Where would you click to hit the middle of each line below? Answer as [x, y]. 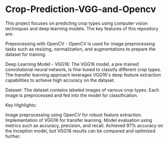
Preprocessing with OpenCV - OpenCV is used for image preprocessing [80, 43]
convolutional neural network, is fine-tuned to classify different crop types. [83, 69]
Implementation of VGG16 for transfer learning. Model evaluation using [79, 120]
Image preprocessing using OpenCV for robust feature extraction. [74, 115]
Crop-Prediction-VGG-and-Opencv [81, 9]
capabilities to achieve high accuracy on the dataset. [60, 80]
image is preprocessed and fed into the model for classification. [72, 95]
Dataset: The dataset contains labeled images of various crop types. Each [82, 90]
